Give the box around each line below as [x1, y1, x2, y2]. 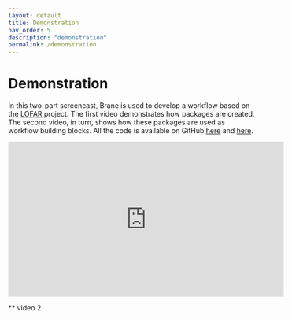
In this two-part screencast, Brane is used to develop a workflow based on [8, 101, 250, 110]
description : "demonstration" [8, 33, 108, 42]
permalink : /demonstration [8, 41, 97, 49]
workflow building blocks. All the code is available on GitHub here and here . [8, 126, 253, 135]
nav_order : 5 [8, 26, 51, 34]
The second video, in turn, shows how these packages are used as [8, 117, 226, 127]
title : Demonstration [8, 19, 79, 27]
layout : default [8, 11, 61, 20]
